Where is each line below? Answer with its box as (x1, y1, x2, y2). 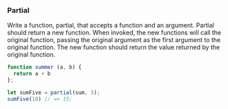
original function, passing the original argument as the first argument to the (7, 36, 221, 44)
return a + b (13, 70, 51, 77)
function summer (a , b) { (7, 64, 82, 71)
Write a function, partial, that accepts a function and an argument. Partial (7, 21, 214, 30)
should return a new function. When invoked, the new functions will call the (7, 28, 222, 37)
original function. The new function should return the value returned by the (7, 43, 220, 52)
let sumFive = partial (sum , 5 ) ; (7, 89, 100, 96)
